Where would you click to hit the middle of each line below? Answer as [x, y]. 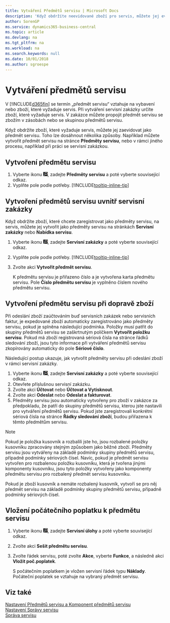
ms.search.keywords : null [32, 53]
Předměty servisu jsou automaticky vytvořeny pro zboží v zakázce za [85, 400]
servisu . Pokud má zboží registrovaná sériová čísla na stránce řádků [77, 337]
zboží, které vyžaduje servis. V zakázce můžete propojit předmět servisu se [84, 115]
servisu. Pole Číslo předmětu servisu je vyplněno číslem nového [80, 282]
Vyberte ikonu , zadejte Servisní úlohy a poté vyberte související [82, 531]
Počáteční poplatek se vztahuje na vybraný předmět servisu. [76, 576]
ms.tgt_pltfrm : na [25, 43]
